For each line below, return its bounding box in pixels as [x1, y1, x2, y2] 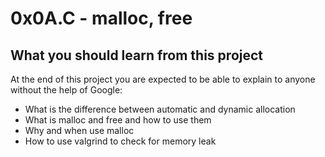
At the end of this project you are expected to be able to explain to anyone [10, 73, 316, 85]
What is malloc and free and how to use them [24, 114, 212, 126]
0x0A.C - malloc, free [10, 7, 193, 30]
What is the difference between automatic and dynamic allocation [24, 103, 296, 115]
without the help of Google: [10, 84, 123, 96]
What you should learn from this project [10, 47, 264, 64]
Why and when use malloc [24, 125, 135, 136]
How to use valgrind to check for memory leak [24, 135, 217, 147]
